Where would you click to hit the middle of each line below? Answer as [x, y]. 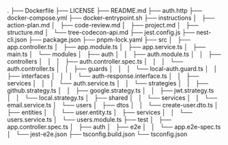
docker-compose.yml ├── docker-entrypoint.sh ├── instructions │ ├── [111, 18]
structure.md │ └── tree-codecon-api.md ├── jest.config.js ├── [101, 32]
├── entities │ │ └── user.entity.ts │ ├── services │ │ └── [100, 112]
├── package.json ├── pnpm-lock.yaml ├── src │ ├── [110, 40]
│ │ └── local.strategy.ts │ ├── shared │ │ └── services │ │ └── [112, 98]
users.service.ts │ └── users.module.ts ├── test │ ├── [89, 119]
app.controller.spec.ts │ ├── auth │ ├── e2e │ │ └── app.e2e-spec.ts [114, 127]
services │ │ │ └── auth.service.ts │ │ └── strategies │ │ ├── [108, 83]
